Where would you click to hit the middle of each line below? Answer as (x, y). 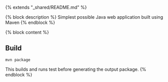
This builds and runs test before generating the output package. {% (76, 69)
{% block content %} (27, 32)
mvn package (18, 60)
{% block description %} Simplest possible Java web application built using (84, 17)
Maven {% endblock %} (30, 23)
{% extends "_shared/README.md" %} (46, 7)
